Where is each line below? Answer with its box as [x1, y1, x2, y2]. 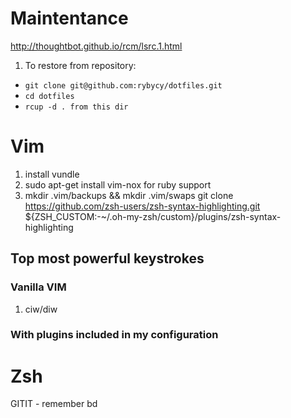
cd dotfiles [24, 91, 75, 101]
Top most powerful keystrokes [10, 250, 205, 267]
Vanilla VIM [10, 280, 67, 294]
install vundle [24, 168, 80, 180]
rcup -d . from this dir [24, 102, 129, 112]
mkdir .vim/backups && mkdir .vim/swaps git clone [24, 189, 234, 201]
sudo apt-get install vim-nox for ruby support [24, 178, 212, 191]
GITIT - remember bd [10, 398, 98, 410]
